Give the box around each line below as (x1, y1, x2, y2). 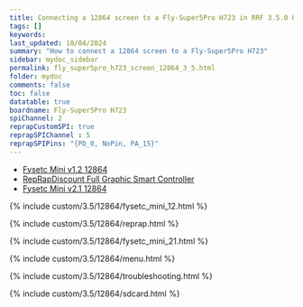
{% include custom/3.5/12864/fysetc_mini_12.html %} (9, 200, 208, 211)
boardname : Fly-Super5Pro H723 (9, 106, 127, 115)
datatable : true (9, 97, 70, 107)
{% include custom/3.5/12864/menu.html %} (9, 253, 176, 264)
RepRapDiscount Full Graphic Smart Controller (22, 173, 195, 184)
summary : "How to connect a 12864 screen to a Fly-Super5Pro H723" (9, 47, 269, 56)
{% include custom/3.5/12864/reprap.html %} (9, 218, 179, 228)
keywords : (9, 30, 47, 39)
